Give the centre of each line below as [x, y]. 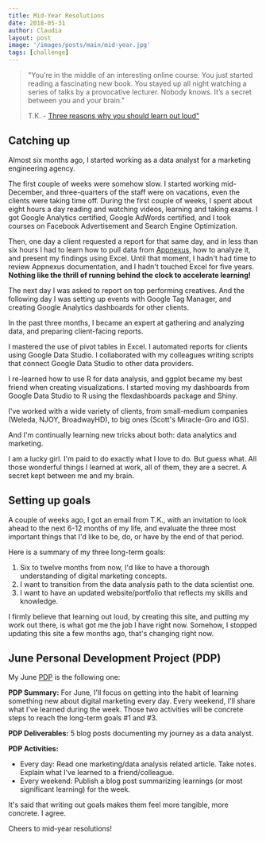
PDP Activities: [33, 749]
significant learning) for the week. [75, 789]
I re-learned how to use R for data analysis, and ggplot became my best [125, 379]
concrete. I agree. [37, 813]
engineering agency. [42, 168]
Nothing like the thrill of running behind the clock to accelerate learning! [130, 275]
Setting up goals [50, 501]
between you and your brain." [76, 100]
